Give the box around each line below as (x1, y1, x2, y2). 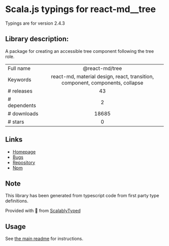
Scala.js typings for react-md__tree (5, 4, 156, 15)
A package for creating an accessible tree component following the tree (5, 48, 154, 54)
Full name (8, 64, 31, 71)
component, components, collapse (61, 79, 143, 86)
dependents (8, 102, 36, 109)
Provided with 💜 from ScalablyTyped (5, 208, 81, 214)
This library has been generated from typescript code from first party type (5, 193, 159, 199)
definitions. (5, 198, 29, 204)
